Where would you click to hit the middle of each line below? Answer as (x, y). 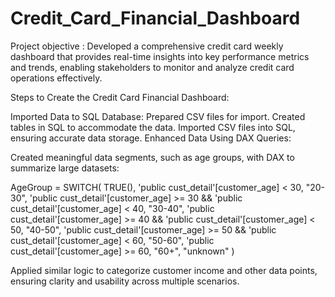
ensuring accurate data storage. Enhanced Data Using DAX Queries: (151, 138)
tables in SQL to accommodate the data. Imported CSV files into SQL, (153, 127)
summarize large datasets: (65, 168)
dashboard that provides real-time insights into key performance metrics (160, 56)
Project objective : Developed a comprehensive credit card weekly (147, 46)
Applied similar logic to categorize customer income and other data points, (164, 270)
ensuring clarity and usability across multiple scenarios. (125, 281)
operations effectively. (56, 78)
